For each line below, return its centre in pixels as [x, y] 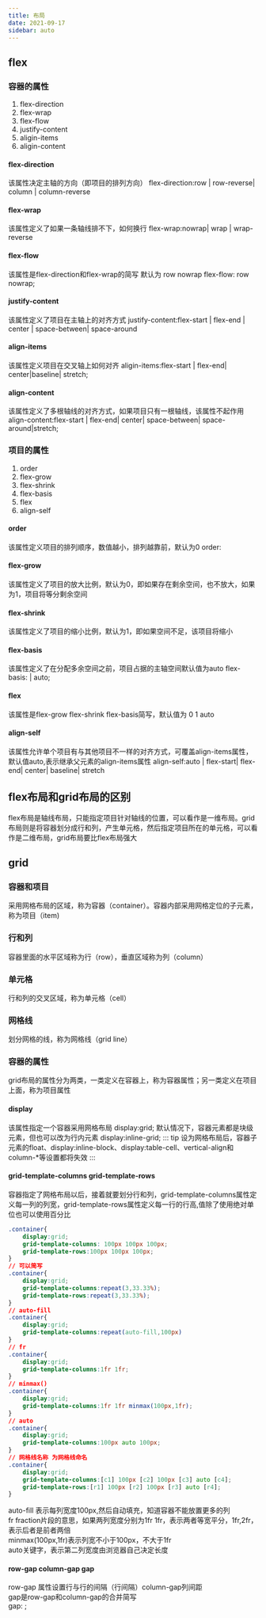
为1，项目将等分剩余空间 [48, 594]
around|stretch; [34, 428]
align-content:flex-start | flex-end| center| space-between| [104, 420]
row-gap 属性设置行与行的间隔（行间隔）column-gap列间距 [106, 1587]
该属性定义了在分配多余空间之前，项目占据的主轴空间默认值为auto [116, 668]
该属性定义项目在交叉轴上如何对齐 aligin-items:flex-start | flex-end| [118, 366]
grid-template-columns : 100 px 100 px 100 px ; [95, 1244]
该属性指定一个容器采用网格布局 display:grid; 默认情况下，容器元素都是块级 [131, 1127]
